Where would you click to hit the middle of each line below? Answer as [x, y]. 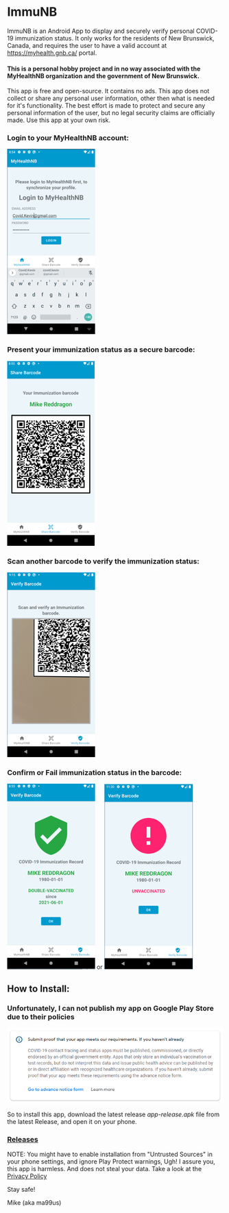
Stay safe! [21, 1190]
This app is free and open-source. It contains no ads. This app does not [108, 91]
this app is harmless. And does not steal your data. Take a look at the [105, 1169]
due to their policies [41, 1017]
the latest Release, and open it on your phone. [72, 1121]
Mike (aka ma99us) [34, 1203]
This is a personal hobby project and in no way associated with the [104, 69]
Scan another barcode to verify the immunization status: [104, 561]
